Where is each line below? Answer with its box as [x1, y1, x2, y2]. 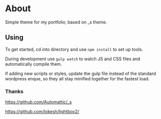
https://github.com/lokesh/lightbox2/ [5, 109, 80, 115]
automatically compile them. [5, 61, 62, 67]
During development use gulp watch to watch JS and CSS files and [5, 56, 140, 62]
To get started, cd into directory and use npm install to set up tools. [5, 46, 143, 52]
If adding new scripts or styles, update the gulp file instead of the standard [5, 71, 156, 76]
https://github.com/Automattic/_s [5, 99, 72, 105]
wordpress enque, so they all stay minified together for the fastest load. [5, 75, 150, 81]
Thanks [5, 88, 24, 95]
